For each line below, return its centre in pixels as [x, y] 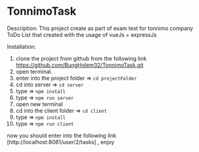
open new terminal [39, 104]
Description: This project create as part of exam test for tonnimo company [100, 28]
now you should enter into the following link [62, 135]
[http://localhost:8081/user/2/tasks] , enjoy [61, 142]
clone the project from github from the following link [81, 58]
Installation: [21, 47]
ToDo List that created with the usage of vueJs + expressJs [82, 34]
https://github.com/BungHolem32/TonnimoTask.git [80, 65]
